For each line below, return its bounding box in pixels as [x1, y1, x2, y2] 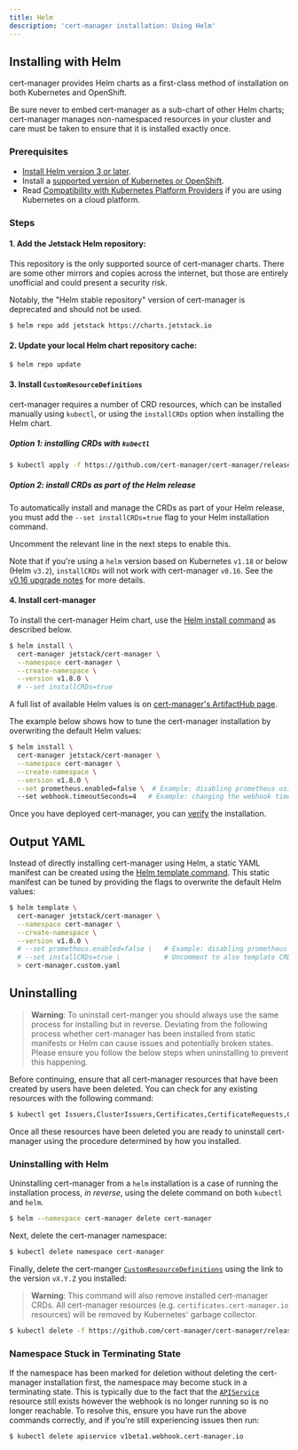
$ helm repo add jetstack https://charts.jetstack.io [9, 321, 213, 330]
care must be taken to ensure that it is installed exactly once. [9, 124, 231, 134]
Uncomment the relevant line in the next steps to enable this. [9, 538, 231, 549]
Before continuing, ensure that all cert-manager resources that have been [9, 1074, 278, 1084]
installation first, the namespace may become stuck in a [43, 1377, 247, 1388]
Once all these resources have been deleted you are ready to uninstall [9, 1126, 265, 1137]
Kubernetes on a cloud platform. [21, 194, 140, 205]
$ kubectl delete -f [9, 1326, 86, 1335]
